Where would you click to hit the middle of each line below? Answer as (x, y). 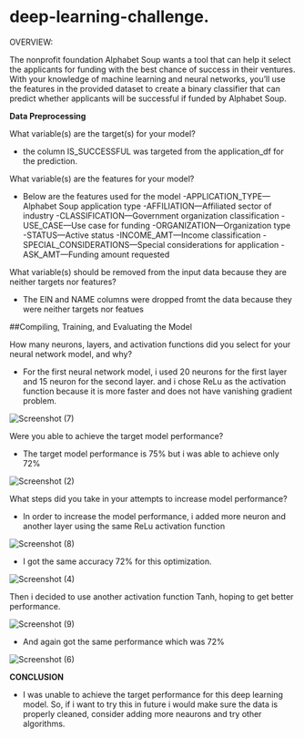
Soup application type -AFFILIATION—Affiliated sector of (165, 206)
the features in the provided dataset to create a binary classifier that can (145, 88)
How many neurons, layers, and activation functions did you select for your (150, 344)
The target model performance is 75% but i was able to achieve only (151, 454)
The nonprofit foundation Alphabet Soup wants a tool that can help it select (150, 59)
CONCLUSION (36, 677)
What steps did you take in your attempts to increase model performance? (149, 498)
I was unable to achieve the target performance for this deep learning (153, 694)
